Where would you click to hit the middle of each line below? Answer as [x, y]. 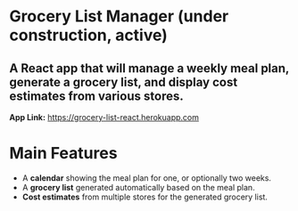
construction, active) [88, 35]
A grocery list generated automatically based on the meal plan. [139, 187]
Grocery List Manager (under [119, 16]
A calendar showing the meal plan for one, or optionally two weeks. [147, 178]
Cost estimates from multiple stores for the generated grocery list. [145, 197]
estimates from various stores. [97, 96]
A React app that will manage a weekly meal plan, [149, 68]
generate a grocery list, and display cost [124, 82]
